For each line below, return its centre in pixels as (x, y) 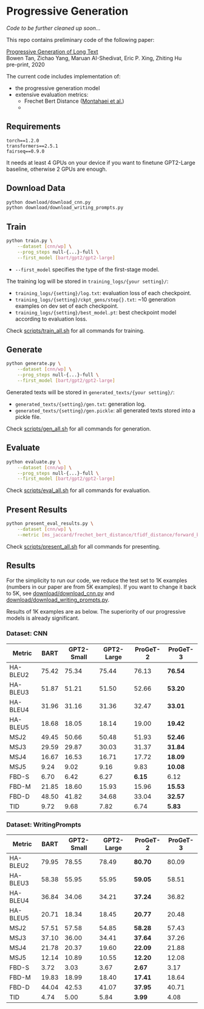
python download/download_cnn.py (49, 202)
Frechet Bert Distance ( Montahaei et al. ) (74, 101)
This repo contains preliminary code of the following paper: (80, 40)
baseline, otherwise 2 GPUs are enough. (57, 169)
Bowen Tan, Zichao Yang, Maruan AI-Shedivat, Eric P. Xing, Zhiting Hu (94, 58)
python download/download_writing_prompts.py (65, 208)
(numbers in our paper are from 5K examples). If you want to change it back (101, 587)
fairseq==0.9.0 (25, 151)
